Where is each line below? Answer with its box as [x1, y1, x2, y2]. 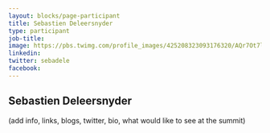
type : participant [8, 27, 70, 35]
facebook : [8, 64, 42, 73]
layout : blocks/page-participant [8, 11, 121, 20]
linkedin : [8, 49, 42, 57]
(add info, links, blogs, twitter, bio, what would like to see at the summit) [8, 115, 246, 125]
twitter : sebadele [8, 57, 70, 65]
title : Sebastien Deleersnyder [8, 19, 113, 27]
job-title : [8, 34, 45, 43]
